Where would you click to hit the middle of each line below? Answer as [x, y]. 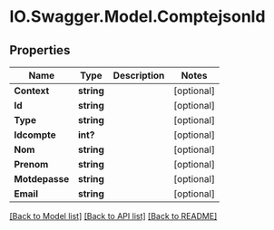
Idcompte [35, 135]
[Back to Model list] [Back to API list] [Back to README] [113, 216]
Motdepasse [42, 179]
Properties [40, 50]
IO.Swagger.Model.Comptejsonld [137, 17]
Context [32, 91]
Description [139, 76]
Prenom [31, 164]
